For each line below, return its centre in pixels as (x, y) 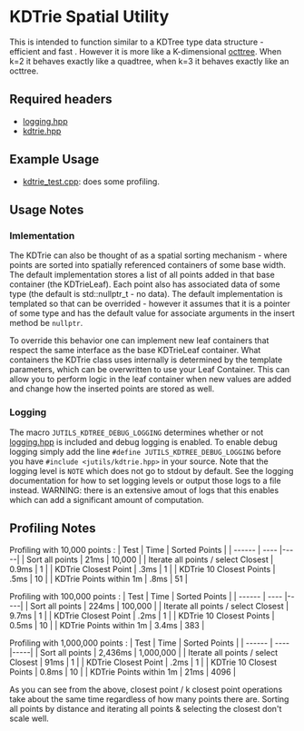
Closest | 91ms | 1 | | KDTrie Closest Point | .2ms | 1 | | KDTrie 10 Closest (143, 662)
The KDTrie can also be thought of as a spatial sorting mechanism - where (148, 255)
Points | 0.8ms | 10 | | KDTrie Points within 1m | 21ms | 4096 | (123, 672)
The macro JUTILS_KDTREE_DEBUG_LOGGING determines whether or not (137, 432)
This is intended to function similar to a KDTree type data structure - (137, 42)
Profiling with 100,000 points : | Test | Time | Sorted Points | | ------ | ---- (146, 597)
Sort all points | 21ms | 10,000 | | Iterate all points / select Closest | (150, 559)
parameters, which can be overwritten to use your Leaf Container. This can (150, 370)
